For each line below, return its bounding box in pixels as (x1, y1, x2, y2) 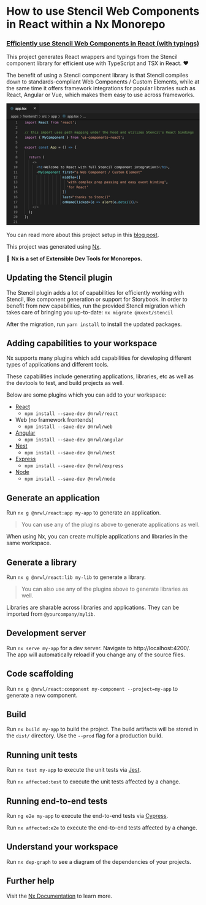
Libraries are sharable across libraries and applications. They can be (6, 604, 180, 612)
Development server (6, 628, 86, 639)
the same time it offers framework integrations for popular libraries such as (6, 85, 196, 92)
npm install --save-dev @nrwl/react (24, 411, 118, 417)
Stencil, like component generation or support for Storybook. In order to (6, 295, 188, 303)
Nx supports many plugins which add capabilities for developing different (6, 354, 192, 362)
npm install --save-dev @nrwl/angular (24, 437, 124, 443)
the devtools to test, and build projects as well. (6, 379, 124, 387)
